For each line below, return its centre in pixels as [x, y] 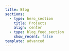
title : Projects [30, 23]
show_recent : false [34, 37]
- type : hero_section [31, 18]
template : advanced [25, 41]
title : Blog [17, 9]
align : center [28, 28]
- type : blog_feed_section [37, 32]
